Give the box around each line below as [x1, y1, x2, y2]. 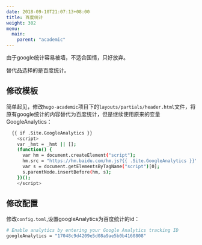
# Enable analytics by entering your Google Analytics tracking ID [6, 228, 179, 234]
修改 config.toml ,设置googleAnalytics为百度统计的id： [6, 216, 140, 223]
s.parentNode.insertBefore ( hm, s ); [22, 169, 112, 175]
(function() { [17, 147, 52, 153]
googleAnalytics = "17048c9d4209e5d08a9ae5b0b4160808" [6, 233, 147, 239]
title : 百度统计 [6, 14, 43, 20]
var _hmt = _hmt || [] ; [17, 141, 77, 147]
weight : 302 [6, 20, 36, 26]
